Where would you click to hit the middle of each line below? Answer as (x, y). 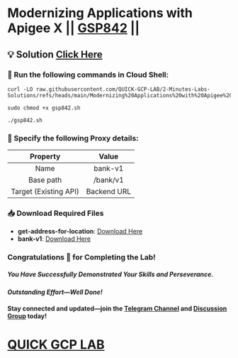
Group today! (27, 316)
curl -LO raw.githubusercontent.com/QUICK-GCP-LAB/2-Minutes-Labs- (109, 89)
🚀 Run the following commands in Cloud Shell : (88, 75)
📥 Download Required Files (56, 213)
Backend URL (109, 192)
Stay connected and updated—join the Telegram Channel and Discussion (117, 308)
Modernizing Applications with (100, 13)
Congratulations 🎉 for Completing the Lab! (81, 257)
